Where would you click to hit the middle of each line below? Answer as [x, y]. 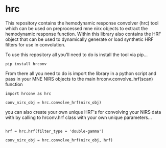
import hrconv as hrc [28, 93]
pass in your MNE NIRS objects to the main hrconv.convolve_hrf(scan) [79, 79]
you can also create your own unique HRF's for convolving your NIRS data [83, 112]
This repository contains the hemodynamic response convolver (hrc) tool [82, 23]
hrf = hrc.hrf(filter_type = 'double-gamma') [54, 131]
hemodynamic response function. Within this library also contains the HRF [83, 34]
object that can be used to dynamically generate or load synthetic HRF [80, 39]
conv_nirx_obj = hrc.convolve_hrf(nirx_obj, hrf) [59, 140]
